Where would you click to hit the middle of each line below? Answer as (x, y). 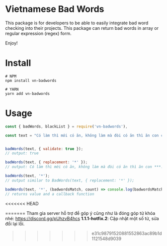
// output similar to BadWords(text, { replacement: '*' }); (70, 180)
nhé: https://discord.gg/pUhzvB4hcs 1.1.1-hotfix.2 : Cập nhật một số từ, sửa (82, 218)
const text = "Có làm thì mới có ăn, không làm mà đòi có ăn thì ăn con (82, 135)
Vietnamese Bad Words (55, 9)
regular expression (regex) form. (38, 33)
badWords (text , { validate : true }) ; (44, 149)
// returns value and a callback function (50, 194)
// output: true (22, 153)
